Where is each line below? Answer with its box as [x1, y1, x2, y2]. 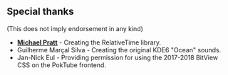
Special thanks [6, 6, 74, 18]
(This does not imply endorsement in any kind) [6, 24, 144, 33]
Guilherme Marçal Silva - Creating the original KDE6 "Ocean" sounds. [16, 45, 222, 54]
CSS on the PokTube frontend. [16, 60, 106, 69]
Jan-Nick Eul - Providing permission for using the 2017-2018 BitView [16, 53, 219, 62]
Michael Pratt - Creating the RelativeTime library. [16, 38, 162, 47]
